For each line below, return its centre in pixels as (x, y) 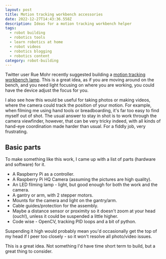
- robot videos (25, 47)
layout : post (19, 10)
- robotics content (30, 56)
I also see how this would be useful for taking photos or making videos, (78, 100)
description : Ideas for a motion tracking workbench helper (69, 24)
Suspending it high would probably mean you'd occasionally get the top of (81, 231)
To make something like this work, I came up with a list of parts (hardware (81, 159)
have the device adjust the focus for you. (47, 90)
